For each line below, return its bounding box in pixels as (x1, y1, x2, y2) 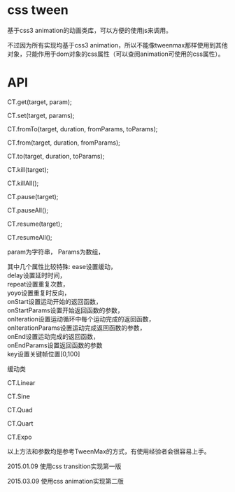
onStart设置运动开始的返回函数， (7, 297, 103, 305)
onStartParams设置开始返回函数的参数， (7, 306, 124, 314)
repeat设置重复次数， (7, 280, 69, 288)
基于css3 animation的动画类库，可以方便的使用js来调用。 (7, 26, 173, 34)
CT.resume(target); (7, 219, 63, 228)
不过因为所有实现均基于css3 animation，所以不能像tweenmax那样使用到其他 (7, 41, 228, 49)
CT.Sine (7, 392, 30, 400)
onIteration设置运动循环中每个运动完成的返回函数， (7, 314, 155, 323)
